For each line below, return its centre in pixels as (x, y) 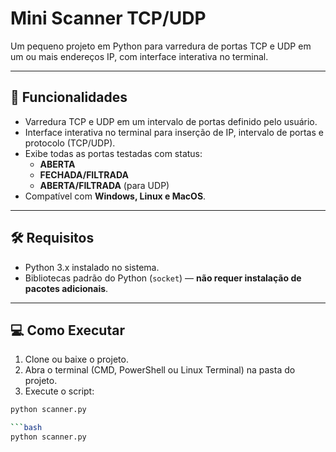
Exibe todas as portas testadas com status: (113, 153)
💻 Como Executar (67, 330)
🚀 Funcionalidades (69, 97)
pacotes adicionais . (66, 288)
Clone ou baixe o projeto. (76, 359)
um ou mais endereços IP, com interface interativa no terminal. (139, 56)
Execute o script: (59, 391)
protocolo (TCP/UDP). (70, 143)
